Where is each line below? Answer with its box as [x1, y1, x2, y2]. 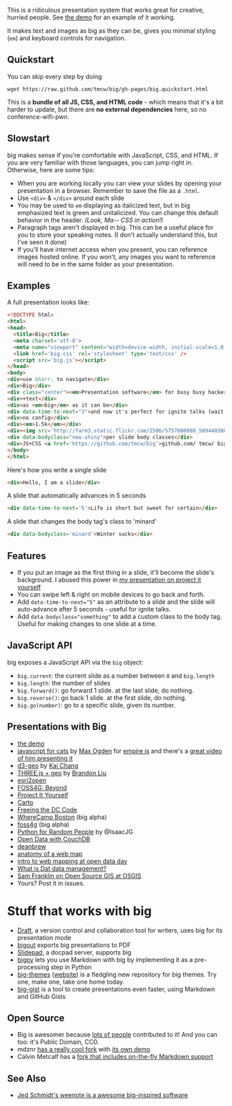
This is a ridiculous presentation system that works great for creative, [7, 6, 205, 14]
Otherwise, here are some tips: [7, 165, 95, 174]
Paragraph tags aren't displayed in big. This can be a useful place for [17, 223, 214, 231]
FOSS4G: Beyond [17, 783, 68, 791]
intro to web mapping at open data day [17, 857, 128, 865]
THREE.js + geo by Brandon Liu [17, 768, 107, 777]
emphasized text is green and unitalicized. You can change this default [17, 208, 219, 216]
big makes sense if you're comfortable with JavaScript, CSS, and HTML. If [7, 151, 219, 159]
